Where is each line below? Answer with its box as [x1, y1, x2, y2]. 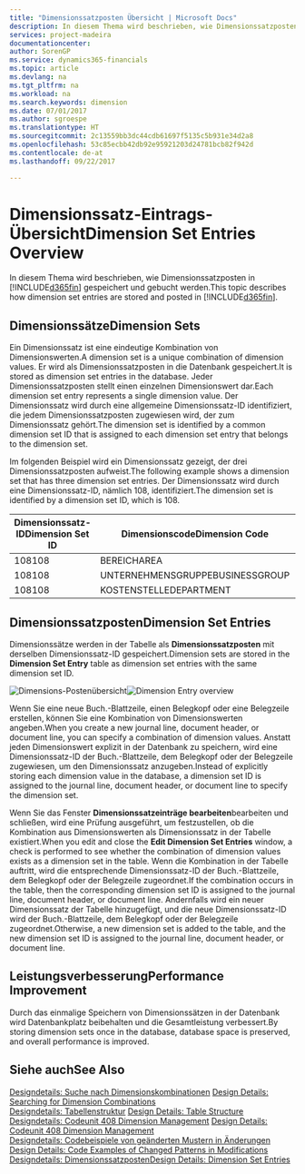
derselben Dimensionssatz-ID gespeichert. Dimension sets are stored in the [9, 648, 290, 659]
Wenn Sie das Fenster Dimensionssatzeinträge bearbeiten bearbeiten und [9, 807, 289, 818]
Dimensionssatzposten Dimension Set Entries [9, 615, 271, 630]
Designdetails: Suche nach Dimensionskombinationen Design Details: [9, 1086, 270, 1097]
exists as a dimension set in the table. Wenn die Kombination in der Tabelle [9, 855, 289, 867]
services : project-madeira [9, 30, 112, 39]
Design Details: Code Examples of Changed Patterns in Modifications [9, 1144, 269, 1155]
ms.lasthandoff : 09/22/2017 [9, 156, 116, 166]
